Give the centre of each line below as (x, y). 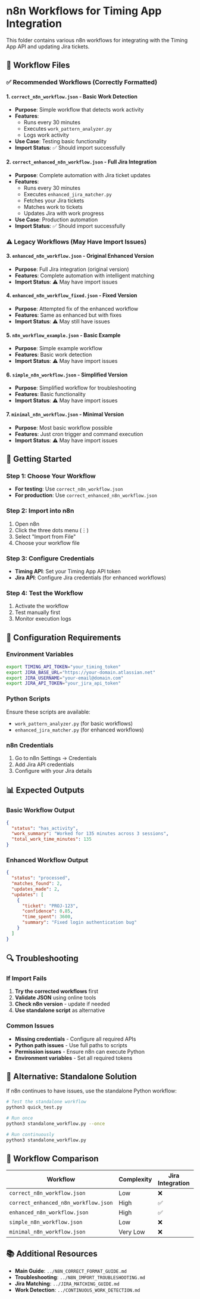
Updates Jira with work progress (64, 213)
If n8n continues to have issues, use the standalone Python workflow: (92, 1091)
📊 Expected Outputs (45, 790)
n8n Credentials (30, 745)
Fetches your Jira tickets (54, 200)
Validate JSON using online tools (55, 998)
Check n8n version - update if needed (62, 1004)
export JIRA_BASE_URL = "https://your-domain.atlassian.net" (81, 672)
